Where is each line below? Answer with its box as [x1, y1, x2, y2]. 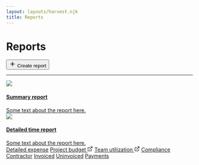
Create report [17, 63, 47, 69]
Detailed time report [6, 126, 57, 134]
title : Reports [6, 14, 44, 20]
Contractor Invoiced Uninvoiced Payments [6, 152, 110, 159]
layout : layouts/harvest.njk [6, 8, 78, 15]
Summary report [6, 93, 48, 101]
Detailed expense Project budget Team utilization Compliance [6, 146, 171, 153]
